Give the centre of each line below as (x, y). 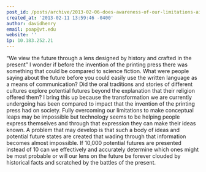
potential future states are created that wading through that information (96, 136)
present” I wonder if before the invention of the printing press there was (97, 64)
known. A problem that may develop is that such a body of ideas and (93, 130)
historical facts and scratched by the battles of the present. (81, 162)
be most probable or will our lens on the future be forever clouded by (93, 156)
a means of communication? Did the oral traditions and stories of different (100, 84)
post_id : (17, 12)
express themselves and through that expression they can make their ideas (101, 123)
